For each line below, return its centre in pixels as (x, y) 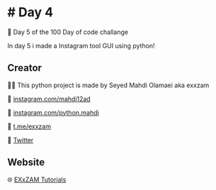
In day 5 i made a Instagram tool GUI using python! (81, 45)
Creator (25, 68)
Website (26, 163)
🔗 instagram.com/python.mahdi (53, 112)
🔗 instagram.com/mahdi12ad (49, 99)
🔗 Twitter (21, 140)
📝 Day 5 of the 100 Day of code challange (68, 32)
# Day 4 (30, 12)
